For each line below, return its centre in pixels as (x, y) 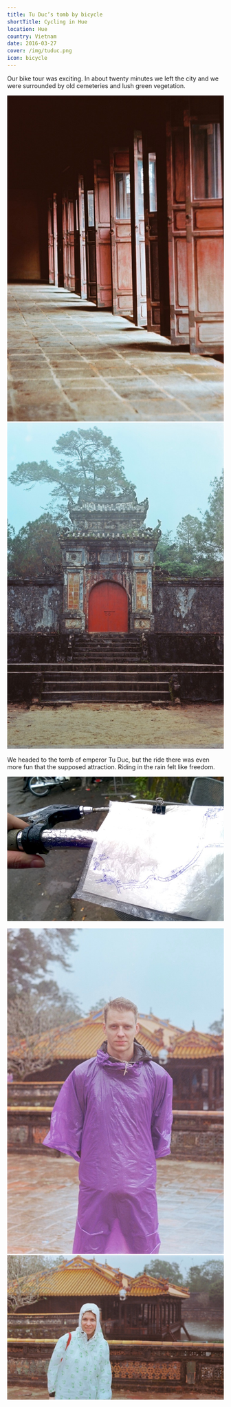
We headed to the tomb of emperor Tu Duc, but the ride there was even (108, 760)
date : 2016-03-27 (32, 44)
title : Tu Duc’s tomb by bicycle (55, 14)
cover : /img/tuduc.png (40, 51)
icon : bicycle (27, 58)
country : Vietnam (32, 36)
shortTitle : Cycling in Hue (47, 22)
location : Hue (27, 29)
